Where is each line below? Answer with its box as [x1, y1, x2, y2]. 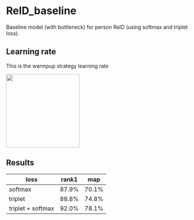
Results [6, 158, 35, 168]
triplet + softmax [9, 204, 55, 212]
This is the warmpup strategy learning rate [6, 62, 109, 69]
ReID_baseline [6, 4, 77, 18]
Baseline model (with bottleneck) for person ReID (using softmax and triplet [6, 23, 188, 31]
